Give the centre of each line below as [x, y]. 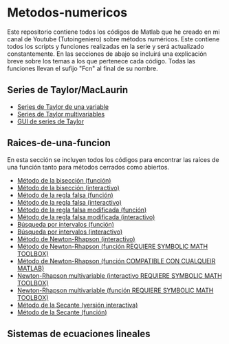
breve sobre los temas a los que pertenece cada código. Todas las [101, 61]
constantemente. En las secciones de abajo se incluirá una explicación [107, 54]
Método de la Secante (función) [62, 312]
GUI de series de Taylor [51, 121]
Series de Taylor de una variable [63, 107]
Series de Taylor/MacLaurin [68, 90]
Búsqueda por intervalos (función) [66, 224]
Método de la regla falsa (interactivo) [69, 202]
